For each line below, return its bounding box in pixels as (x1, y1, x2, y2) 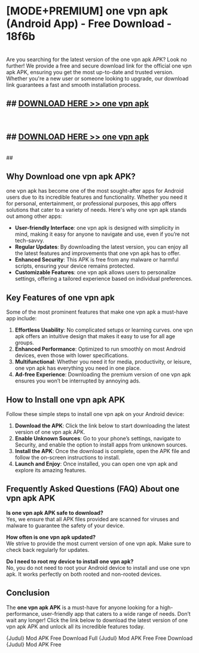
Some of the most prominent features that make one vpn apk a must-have (6, 308, 188, 315)
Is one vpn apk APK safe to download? (6, 509, 103, 516)
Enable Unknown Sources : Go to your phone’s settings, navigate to (14, 435, 181, 442)
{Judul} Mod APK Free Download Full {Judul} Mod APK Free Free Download (6, 634, 193, 642)
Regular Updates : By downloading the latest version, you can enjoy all (14, 244, 188, 251)
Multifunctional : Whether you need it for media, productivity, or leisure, (14, 358, 192, 366)
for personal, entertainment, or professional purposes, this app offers (6, 200, 177, 207)
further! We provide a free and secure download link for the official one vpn (6, 62, 192, 69)
